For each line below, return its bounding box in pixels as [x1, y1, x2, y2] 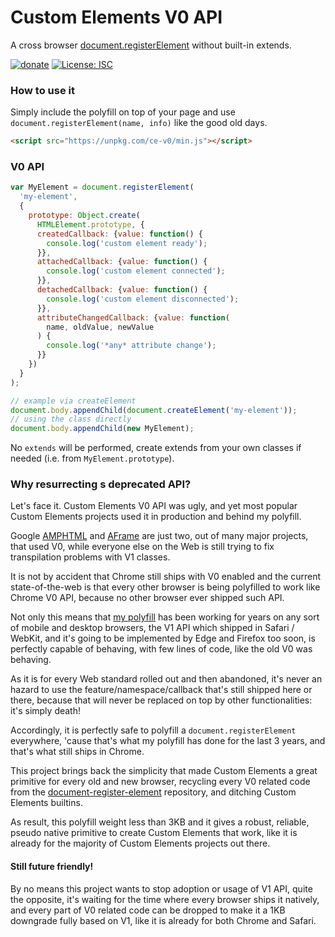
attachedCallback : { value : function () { [36, 257, 208, 267]
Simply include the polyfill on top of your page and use [10, 106, 236, 118]
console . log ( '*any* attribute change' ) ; [46, 341, 217, 351]
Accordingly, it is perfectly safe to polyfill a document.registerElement [10, 724, 297, 736]
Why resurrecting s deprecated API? [10, 477, 192, 491]
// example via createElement [10, 396, 137, 406]
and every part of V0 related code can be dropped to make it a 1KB [10, 904, 286, 916]
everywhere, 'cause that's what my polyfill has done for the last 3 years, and [10, 735, 326, 747]
